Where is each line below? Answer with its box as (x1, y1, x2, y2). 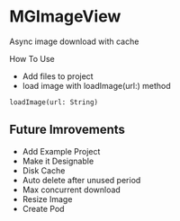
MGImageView (9, 6, 121, 27)
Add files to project (22, 70, 94, 82)
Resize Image (22, 193, 73, 204)
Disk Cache (22, 164, 66, 176)
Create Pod (22, 203, 65, 214)
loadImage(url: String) (9, 97, 99, 107)
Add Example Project (22, 146, 101, 156)
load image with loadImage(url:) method (22, 80, 171, 91)
